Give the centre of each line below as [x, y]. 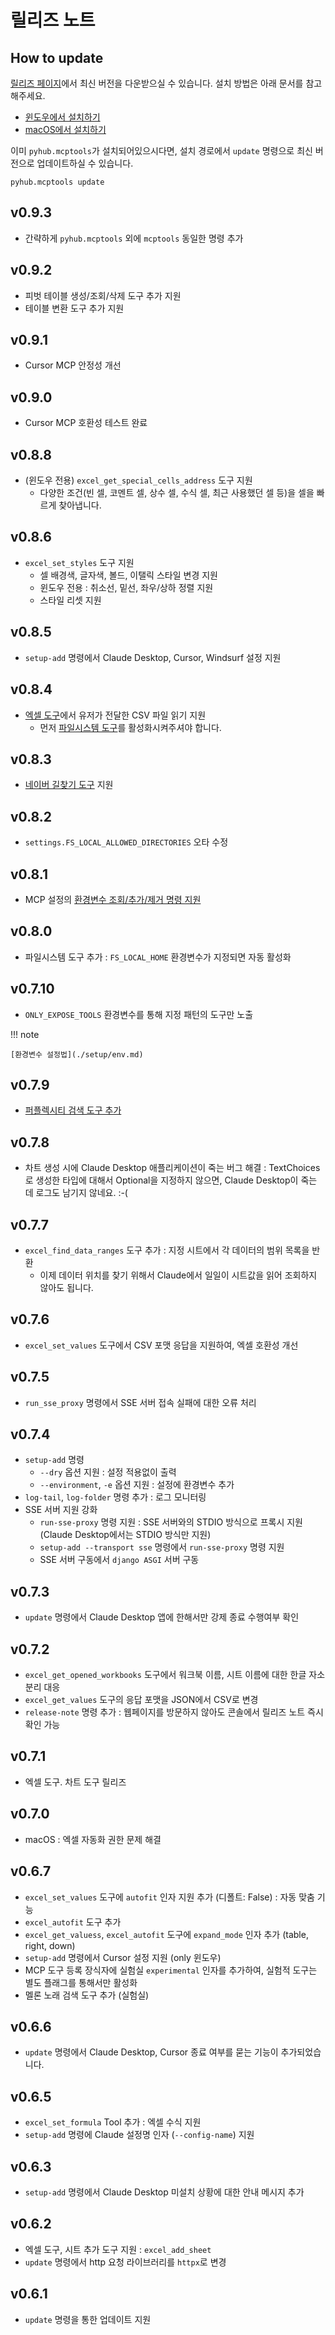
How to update [57, 57]
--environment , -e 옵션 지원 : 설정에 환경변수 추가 [137, 1485]
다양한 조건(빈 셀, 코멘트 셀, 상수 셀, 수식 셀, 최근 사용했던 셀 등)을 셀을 [177, 493]
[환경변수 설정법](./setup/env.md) [77, 1054]
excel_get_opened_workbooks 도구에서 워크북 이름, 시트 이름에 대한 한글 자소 [175, 1675]
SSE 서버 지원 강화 [61, 1510]
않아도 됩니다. [66, 1287]
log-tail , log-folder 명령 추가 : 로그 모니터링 [115, 1497]
